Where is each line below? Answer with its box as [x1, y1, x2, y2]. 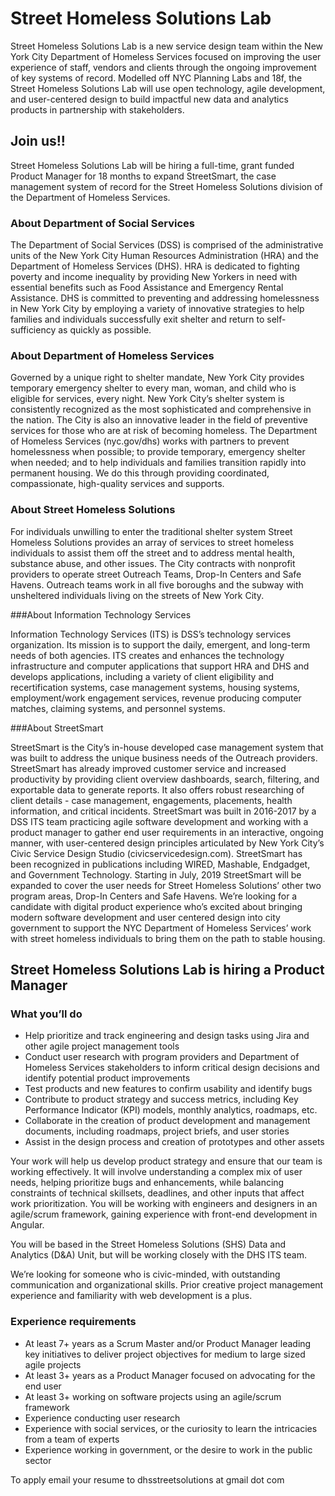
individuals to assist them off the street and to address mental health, [10, 547, 296, 559]
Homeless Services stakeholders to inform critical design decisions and [24, 1062, 320, 1074]
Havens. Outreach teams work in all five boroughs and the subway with [10, 578, 304, 591]
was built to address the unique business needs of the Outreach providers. [10, 752, 318, 764]
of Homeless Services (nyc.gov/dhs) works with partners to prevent [10, 435, 290, 447]
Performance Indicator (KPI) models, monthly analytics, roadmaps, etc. [24, 1104, 318, 1116]
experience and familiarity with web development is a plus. [10, 1290, 253, 1302]
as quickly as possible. [58, 324, 152, 336]
